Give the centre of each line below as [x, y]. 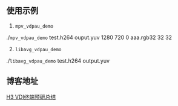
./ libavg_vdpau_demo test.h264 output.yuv [58, 61]
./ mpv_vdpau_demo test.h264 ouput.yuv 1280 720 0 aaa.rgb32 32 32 [89, 37]
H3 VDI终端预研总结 [31, 97]
